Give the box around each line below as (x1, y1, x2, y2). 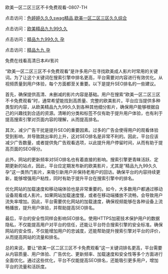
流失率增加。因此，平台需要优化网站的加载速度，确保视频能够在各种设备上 (5, 198, 158, 204)
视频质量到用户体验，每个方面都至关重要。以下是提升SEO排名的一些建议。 (5, 81, 159, 87)
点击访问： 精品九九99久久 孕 (5, 37, 65, 42)
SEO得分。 (22, 146, 45, 152)
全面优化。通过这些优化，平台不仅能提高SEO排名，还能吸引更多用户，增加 (5, 257, 159, 263)
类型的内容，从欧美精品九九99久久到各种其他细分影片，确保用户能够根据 (5, 104, 155, 110)
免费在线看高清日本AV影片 (5, 58, 59, 64)
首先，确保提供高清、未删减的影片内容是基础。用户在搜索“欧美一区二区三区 (5, 92, 161, 97)
